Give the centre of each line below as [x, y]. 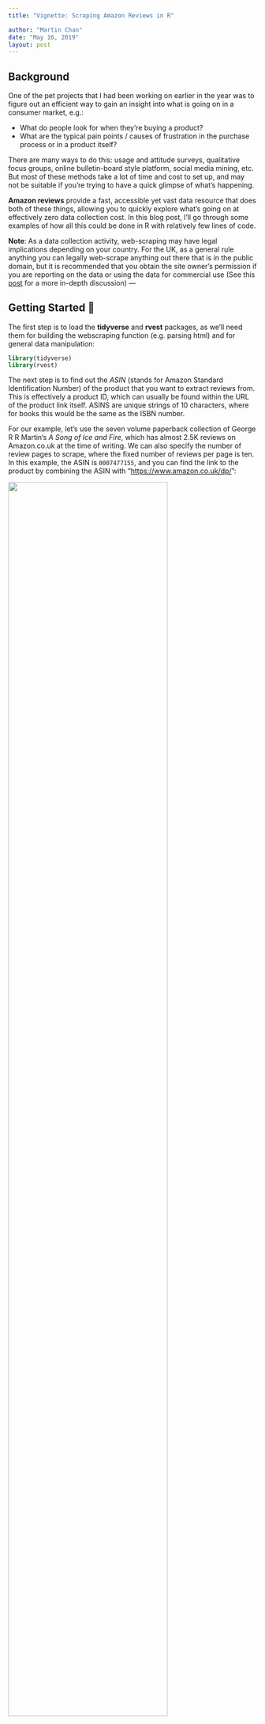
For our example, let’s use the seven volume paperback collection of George [132, 429]
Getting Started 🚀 [52, 308]
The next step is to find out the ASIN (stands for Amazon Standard [116, 380]
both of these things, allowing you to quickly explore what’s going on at [124, 209]
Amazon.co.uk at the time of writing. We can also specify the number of [125, 445]
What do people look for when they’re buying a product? [111, 128]
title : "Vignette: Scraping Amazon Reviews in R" [91, 15]
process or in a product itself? [68, 145]
